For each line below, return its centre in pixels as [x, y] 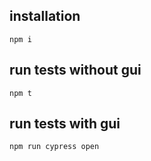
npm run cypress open [54, 147]
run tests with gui [65, 124]
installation [45, 16]
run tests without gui [75, 70]
